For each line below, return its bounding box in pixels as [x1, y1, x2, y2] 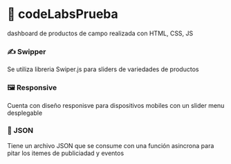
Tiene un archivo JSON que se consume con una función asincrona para [7, 141, 214, 149]
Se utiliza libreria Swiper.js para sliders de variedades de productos [7, 65, 199, 73]
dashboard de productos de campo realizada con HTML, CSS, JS [7, 29, 194, 37]
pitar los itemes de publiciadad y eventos [7, 149, 124, 157]
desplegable [7, 109, 43, 117]
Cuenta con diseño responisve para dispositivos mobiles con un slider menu [7, 101, 225, 109]
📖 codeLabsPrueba [7, 6, 119, 22]
